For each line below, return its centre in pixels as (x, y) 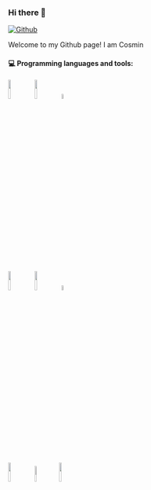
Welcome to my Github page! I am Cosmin (76, 45)
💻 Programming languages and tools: (71, 63)
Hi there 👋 (27, 13)
